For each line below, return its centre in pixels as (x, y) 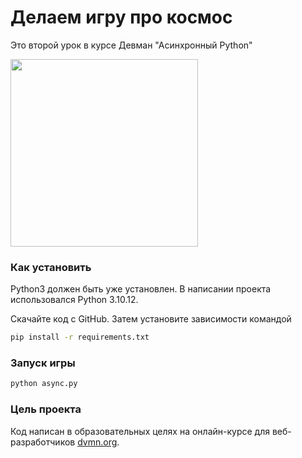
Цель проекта (46, 409)
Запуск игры (43, 363)
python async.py (44, 384)
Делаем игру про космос (121, 17)
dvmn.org (97, 442)
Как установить (51, 267)
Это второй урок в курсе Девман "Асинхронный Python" (131, 45)
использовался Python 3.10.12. (74, 300)
